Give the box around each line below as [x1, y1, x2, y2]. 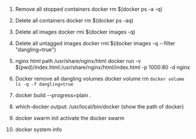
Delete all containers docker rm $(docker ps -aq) [15, 17, 134, 24]
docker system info [15, 126, 62, 133]
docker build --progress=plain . [15, 92, 92, 98]
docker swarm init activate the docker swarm [15, 115, 125, 121]
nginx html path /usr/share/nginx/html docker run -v [15, 58, 141, 64]
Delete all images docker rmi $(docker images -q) [15, 28, 136, 35]
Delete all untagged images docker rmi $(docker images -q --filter [15, 40, 175, 47]
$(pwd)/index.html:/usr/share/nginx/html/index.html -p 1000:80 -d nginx [15, 64, 190, 71]
